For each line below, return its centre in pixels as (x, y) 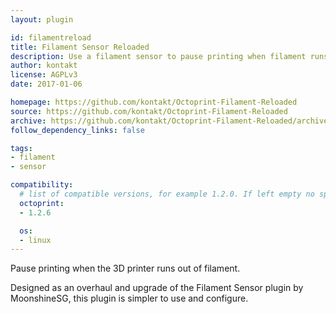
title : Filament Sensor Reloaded (80, 47)
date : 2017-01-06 (46, 84)
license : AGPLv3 (44, 75)
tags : (21, 148)
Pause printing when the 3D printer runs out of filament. (125, 268)
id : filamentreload (51, 37)
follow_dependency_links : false (77, 130)
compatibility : (42, 185)
